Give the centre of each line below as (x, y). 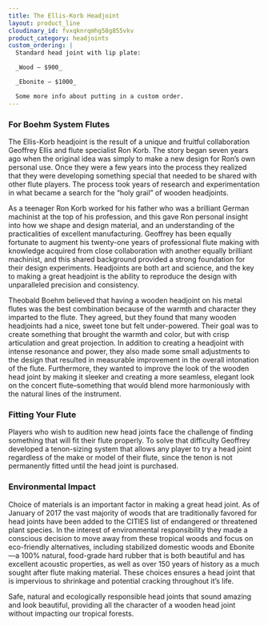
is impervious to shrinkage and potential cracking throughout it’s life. (121, 580)
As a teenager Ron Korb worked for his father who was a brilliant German (129, 208)
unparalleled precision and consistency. (74, 284)
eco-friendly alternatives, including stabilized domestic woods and (118, 547)
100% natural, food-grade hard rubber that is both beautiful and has (133, 555)
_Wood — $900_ (39, 68)
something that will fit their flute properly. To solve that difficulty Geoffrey (129, 440)
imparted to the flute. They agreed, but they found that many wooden (122, 317)
